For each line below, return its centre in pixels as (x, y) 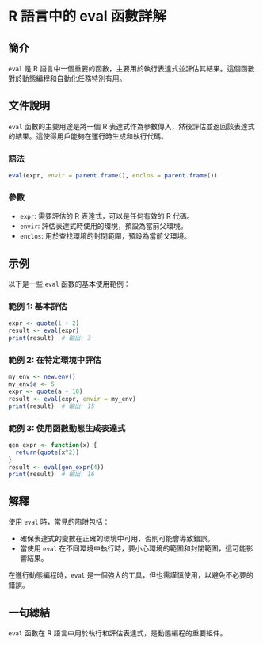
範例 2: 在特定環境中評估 (55, 360)
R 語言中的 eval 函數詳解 (87, 16)
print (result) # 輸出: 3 (50, 338)
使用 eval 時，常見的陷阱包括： (59, 522)
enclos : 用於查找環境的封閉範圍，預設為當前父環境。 (105, 236)
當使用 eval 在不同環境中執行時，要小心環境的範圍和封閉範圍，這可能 (133, 548)
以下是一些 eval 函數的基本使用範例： (69, 284)
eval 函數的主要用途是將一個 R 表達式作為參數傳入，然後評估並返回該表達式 (131, 126)
